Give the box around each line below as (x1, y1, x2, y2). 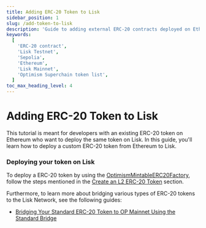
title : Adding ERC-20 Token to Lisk (6, 9, 100, 15)
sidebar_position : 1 (6, 15, 59, 21)
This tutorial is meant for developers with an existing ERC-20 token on (6, 129, 183, 136)
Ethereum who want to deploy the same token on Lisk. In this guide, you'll (6, 136, 193, 143)
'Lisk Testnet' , (17, 49, 59, 55)
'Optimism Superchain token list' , (17, 72, 109, 78)
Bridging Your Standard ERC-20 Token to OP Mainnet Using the (15, 208, 176, 216)
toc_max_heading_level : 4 (6, 83, 72, 89)
